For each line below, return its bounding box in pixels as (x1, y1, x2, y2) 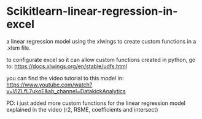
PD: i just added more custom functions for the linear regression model (6, 99, 186, 107)
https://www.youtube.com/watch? (6, 81, 93, 88)
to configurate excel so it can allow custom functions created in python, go (6, 56, 196, 63)
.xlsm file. (6, 44, 31, 52)
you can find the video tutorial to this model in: (6, 74, 124, 82)
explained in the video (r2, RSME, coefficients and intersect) (6, 106, 158, 113)
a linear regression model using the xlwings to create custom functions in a (6, 37, 196, 45)
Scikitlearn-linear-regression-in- (6, 4, 178, 18)
